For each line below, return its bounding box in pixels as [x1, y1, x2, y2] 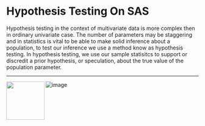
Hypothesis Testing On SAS [6, 4, 149, 18]
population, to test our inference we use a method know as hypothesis [6, 44, 183, 51]
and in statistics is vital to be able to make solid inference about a [6, 37, 171, 45]
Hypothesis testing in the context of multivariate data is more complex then [6, 24, 195, 32]
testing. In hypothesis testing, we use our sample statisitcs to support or [6, 50, 188, 57]
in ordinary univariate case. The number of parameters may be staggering [6, 31, 193, 38]
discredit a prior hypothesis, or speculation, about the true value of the [6, 57, 184, 64]
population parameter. [6, 63, 62, 71]
